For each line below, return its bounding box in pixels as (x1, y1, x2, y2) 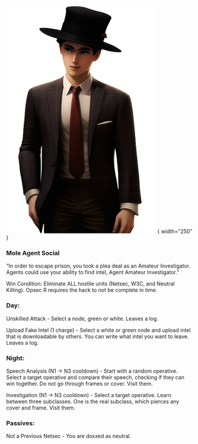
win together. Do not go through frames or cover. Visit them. (6, 380, 153, 387)
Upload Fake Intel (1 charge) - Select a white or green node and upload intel (6, 326, 191, 333)
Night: (6, 354, 25, 362)
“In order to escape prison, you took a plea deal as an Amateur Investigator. (6, 262, 191, 270)
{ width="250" (157, 228, 193, 235)
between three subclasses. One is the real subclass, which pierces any (6, 398, 180, 405)
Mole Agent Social (6, 248, 60, 257)
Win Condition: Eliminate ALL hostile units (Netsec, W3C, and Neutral (6, 280, 175, 288)
